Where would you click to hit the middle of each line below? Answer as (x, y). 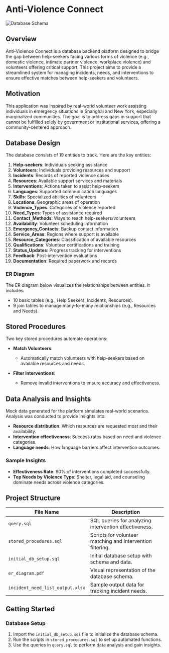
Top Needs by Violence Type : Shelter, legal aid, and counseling (79, 477)
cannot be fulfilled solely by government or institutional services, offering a (83, 122)
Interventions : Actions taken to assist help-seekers (66, 186)
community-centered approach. (39, 127)
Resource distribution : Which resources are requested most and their (85, 426)
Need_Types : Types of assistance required (57, 213)
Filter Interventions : (34, 373)
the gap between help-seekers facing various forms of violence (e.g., (77, 56)
